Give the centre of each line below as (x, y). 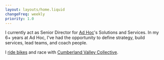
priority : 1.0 (20, 19)
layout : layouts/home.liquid (35, 10)
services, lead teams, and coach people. (46, 43)
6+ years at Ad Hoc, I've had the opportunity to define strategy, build (75, 38)
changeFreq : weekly (25, 14)
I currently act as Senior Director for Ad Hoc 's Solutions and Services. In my (82, 33)
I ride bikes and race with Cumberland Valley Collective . (62, 52)
